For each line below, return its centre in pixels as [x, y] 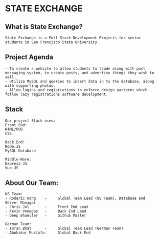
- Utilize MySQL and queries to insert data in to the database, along [79, 81]
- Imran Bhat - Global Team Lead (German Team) [64, 229]
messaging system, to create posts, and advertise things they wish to [79, 73]
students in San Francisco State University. [52, 42]
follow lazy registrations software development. [57, 94]
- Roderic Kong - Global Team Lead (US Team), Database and [75, 199]
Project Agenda [29, 57]
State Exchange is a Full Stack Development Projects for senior [73, 38]
